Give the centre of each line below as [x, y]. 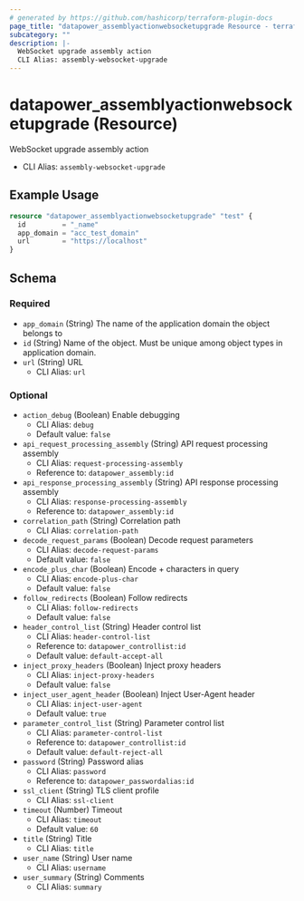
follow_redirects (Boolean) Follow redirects [105, 598]
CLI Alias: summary [69, 887]
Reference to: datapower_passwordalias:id [115, 781]
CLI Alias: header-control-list [93, 636]
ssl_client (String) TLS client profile [91, 790]
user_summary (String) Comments [83, 877]
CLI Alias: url [61, 372]
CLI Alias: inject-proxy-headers [95, 675]
